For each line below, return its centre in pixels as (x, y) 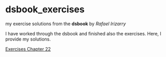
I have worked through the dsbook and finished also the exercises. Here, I (84, 33)
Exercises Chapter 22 (28, 49)
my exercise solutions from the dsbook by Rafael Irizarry (66, 24)
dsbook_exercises (45, 9)
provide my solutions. (28, 39)
